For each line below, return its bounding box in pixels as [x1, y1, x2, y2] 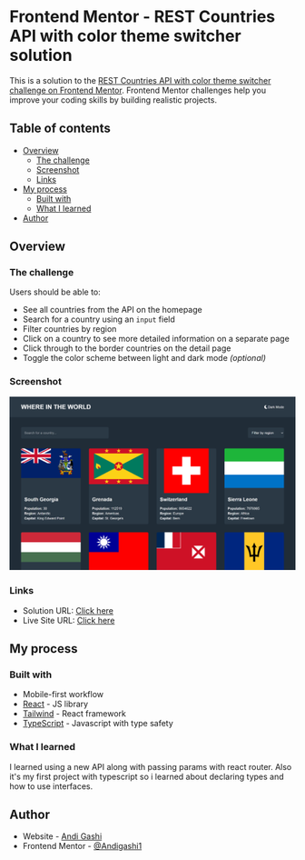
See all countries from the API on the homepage [22, 305, 202, 315]
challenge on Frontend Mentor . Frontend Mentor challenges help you [9, 85, 266, 95]
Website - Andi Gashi [22, 831, 103, 842]
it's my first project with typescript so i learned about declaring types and [9, 771, 284, 782]
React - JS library [22, 698, 89, 710]
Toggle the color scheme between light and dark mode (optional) [22, 353, 266, 364]
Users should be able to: [9, 286, 102, 297]
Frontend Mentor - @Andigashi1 [22, 841, 143, 852]
